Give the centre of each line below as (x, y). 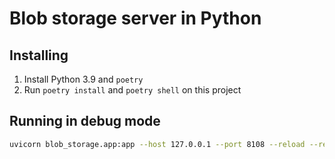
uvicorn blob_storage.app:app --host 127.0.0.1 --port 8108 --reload (157, 144)
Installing (39, 55)
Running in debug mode (85, 121)
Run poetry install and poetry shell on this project (132, 90)
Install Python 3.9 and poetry (83, 79)
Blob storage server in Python (135, 18)
